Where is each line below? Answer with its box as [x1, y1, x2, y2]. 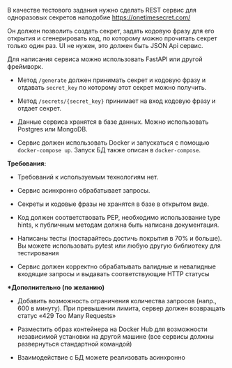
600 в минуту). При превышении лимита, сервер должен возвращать [17, 304, 226, 312]
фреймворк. [7, 63, 43, 70]
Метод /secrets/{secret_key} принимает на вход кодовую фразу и [17, 97, 216, 105]
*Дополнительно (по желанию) [7, 283, 105, 291]
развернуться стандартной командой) [17, 340, 132, 348]
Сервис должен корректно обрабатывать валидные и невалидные [17, 262, 216, 271]
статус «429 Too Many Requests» [17, 312, 116, 319]
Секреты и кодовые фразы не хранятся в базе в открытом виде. [17, 200, 209, 208]
